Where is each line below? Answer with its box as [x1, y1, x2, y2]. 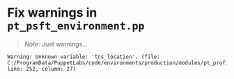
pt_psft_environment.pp [7, 19, 145, 33]
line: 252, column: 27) [7, 65, 77, 72]
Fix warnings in [7, 5, 97, 21]
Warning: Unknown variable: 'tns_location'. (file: [7, 53, 160, 60]
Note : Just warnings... [24, 39, 88, 48]
